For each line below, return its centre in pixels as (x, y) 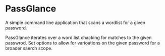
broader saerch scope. (29, 48)
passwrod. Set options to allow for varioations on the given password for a (82, 42)
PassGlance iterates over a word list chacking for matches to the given (78, 37)
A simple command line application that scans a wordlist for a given (75, 22)
